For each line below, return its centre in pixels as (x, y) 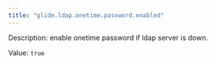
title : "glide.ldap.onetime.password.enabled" (86, 15)
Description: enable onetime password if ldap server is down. (108, 37)
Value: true (27, 52)
